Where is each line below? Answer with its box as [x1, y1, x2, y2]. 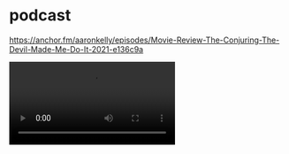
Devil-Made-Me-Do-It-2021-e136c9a [9, 43, 144, 54]
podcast [9, 5, 72, 26]
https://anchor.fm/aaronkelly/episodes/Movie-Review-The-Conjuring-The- [9, 35, 280, 45]
